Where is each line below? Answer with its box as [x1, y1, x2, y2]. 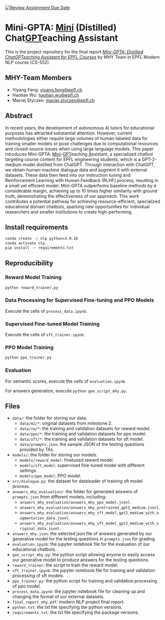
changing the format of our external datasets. [12, 594, 105, 600]
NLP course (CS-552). [5, 59, 50, 65]
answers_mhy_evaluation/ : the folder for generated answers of [12, 488, 138, 494]
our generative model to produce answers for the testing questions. [12, 557, 150, 563]
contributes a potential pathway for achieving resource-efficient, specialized [5, 198, 160, 204]
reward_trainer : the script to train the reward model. [12, 562, 119, 568]
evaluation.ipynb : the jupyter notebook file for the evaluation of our [12, 541, 150, 547]
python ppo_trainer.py [5, 355, 52, 360]
